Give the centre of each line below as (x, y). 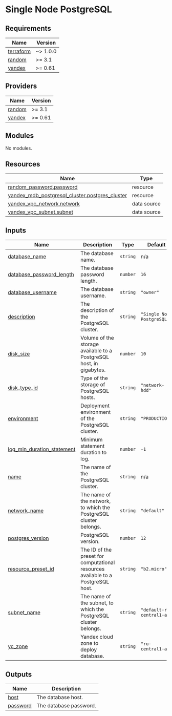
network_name (26, 511)
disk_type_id (23, 388)
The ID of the (96, 550)
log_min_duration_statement (42, 449)
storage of (93, 385)
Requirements (28, 28)
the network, (95, 501)
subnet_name (24, 613)
